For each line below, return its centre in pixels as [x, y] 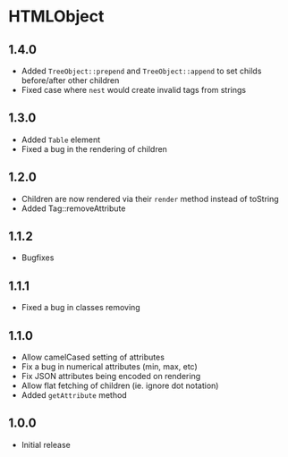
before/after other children [70, 80]
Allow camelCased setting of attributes [93, 357]
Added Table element [61, 140]
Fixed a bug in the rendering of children [94, 148]
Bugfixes [38, 258]
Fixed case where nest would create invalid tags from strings [134, 90]
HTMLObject [56, 17]
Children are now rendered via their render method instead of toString [150, 199]
